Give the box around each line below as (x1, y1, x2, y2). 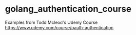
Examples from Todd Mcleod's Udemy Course (5, 19, 98, 25)
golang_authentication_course (5, 3, 132, 15)
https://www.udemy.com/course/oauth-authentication (5, 24, 114, 30)
